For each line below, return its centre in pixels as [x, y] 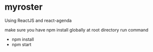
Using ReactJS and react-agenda [38, 20]
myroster [24, 7]
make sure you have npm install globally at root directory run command [76, 30]
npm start [21, 44]
